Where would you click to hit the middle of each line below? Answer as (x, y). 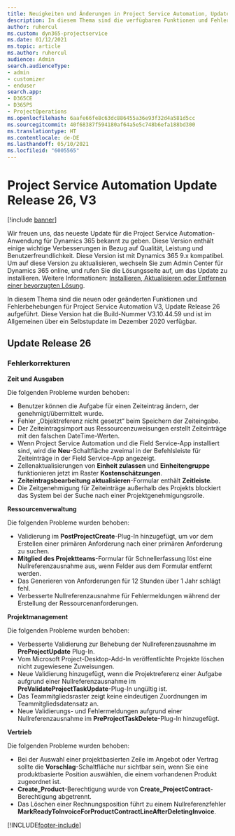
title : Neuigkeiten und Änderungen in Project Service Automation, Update (119, 14)
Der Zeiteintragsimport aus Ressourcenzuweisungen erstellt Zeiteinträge (122, 428)
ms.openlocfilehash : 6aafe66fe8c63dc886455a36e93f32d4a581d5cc (101, 118)
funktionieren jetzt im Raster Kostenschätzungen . (90, 473)
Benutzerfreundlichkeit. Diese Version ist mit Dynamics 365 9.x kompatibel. (116, 255)
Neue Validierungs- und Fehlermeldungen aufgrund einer (100, 711)
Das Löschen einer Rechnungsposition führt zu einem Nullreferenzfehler (121, 804)
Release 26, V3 (52, 200)
